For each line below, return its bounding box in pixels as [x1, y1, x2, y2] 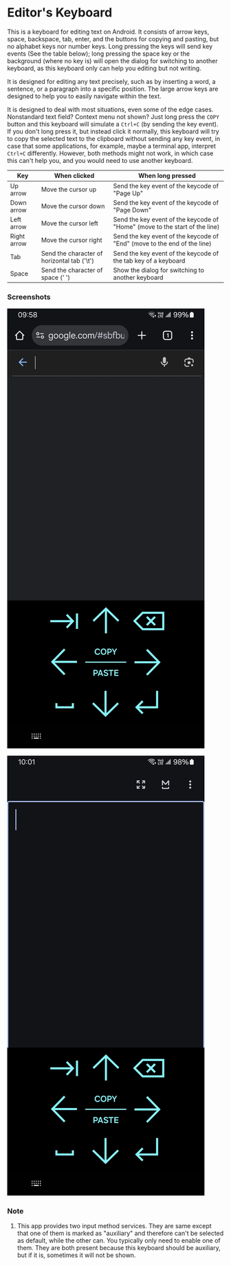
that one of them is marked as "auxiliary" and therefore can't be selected [16, 1229, 224, 1238]
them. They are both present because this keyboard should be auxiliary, [16, 1244, 221, 1252]
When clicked [54, 172, 95, 180]
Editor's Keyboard [7, 5, 113, 21]
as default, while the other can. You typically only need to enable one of [16, 1236, 221, 1245]
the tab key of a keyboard [113, 256, 186, 265]
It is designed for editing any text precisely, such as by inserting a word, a [7, 77, 216, 85]
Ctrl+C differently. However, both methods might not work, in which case [7, 149, 214, 157]
